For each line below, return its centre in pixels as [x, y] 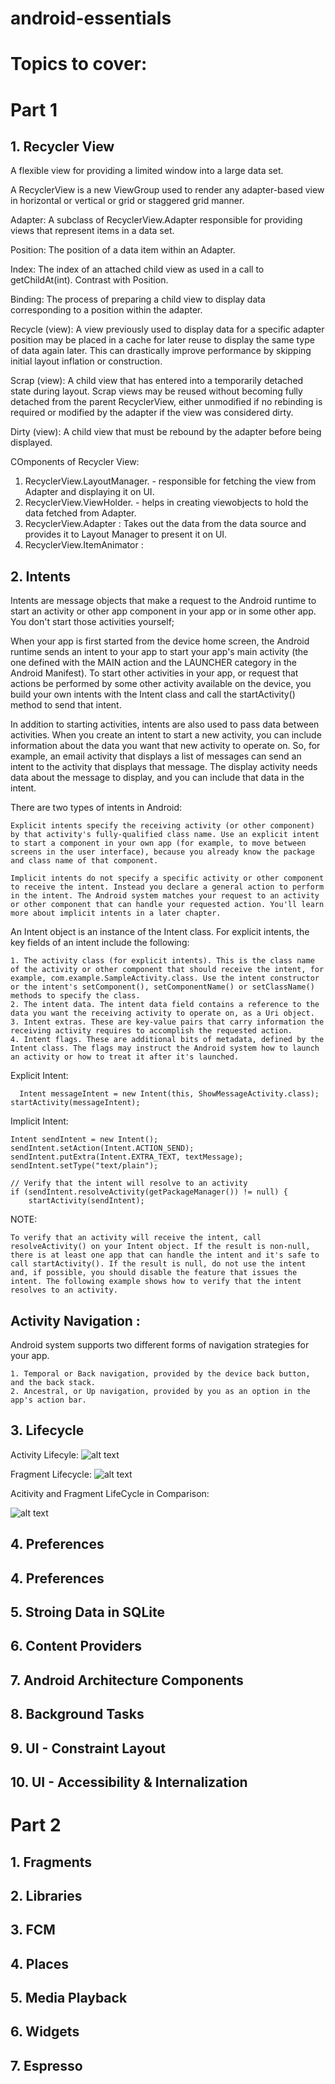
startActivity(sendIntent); [86, 1201]
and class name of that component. [84, 861]
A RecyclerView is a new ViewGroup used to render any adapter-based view [167, 190]
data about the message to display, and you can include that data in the [157, 778]
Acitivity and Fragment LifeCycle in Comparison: [110, 1493]
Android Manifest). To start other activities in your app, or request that [154, 673]
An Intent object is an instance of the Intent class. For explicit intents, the [160, 932]
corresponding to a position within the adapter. [106, 310]
